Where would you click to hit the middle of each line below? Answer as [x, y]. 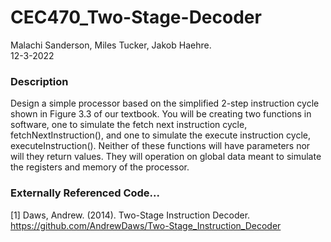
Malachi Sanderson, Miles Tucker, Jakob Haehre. [111, 45]
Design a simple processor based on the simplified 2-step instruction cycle [165, 103]
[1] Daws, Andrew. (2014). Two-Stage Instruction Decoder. [130, 215]
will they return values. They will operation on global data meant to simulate [166, 157]
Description [39, 81]
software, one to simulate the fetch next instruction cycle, [129, 125]
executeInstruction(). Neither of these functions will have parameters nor [160, 146]
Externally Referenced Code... [85, 193]
